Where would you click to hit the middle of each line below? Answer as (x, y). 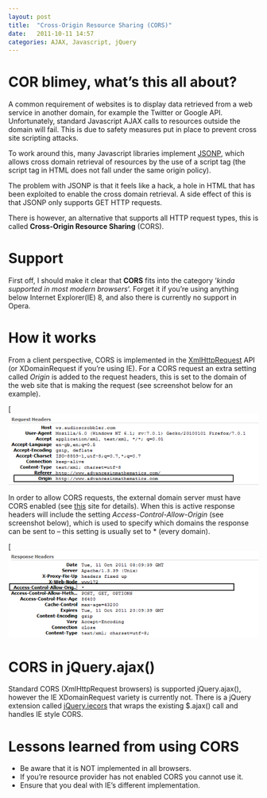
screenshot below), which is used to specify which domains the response (128, 523)
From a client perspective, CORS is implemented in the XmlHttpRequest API (132, 360)
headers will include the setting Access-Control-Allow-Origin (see (116, 515)
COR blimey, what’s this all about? (123, 82)
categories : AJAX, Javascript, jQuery (72, 42)
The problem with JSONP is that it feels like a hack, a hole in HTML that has (132, 186)
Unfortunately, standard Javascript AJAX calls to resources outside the (124, 121)
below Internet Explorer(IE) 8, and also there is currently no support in (122, 297)
